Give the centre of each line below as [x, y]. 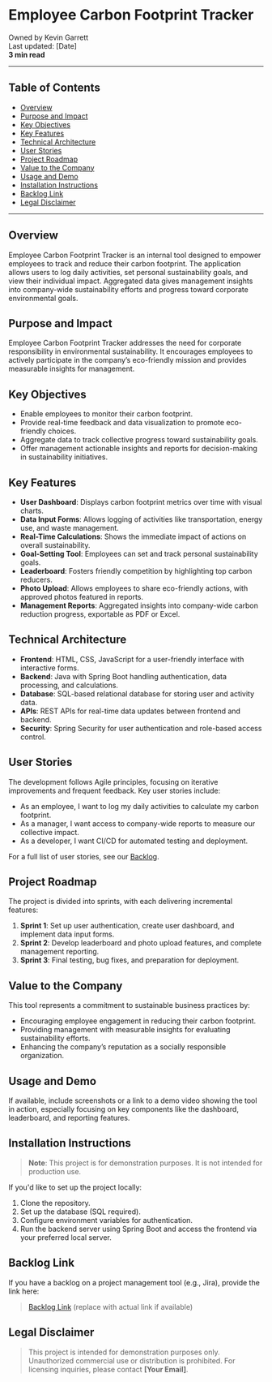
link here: [24, 1291]
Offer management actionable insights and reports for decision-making [138, 449]
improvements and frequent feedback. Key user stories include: [115, 790]
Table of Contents [55, 88]
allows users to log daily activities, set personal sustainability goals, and [128, 272]
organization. [42, 1056]
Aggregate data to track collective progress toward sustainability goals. [139, 440]
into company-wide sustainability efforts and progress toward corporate [128, 289]
